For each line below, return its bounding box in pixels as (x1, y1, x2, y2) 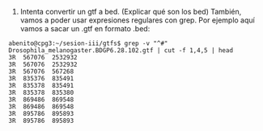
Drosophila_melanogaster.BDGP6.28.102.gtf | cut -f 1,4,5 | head (8, 47, 233, 55)
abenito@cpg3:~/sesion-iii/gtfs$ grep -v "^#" (8, 39, 168, 47)
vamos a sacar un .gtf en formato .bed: (19, 24, 151, 33)
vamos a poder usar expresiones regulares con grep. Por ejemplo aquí (19, 15, 255, 25)
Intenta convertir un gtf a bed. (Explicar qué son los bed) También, (19, 7, 242, 16)
